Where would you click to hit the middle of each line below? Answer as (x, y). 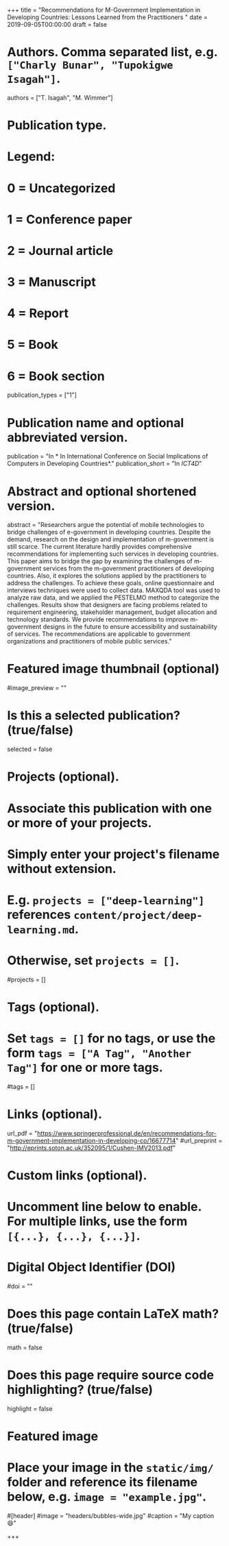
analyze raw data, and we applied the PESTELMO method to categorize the (113, 598)
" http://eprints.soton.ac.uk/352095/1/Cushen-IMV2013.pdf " (92, 1148)
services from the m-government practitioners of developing (129, 569)
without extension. (62, 869)
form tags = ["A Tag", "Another (99, 1053)
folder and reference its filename (102, 1482)
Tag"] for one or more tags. (85, 1068)
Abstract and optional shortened (102, 491)
